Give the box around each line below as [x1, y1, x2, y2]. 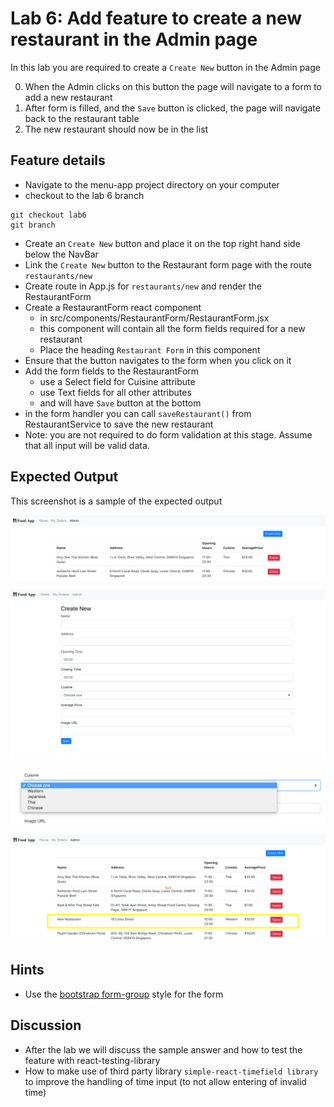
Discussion [10, 1017, 82, 1034]
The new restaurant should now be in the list [24, 123, 209, 135]
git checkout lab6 [10, 210, 87, 220]
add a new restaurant [24, 91, 113, 103]
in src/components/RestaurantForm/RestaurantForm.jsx [39, 312, 270, 324]
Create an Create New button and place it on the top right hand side [24, 237, 301, 249]
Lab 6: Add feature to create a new [10, 7, 303, 30]
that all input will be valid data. [24, 439, 150, 451]
